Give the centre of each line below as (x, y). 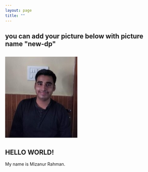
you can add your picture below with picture (74, 36)
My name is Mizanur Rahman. (35, 164)
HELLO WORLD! (30, 152)
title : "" (15, 16)
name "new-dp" (31, 44)
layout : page (18, 10)
